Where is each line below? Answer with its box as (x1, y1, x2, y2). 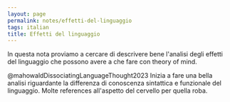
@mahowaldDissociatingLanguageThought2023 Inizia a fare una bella (7, 71, 213, 80)
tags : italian (7, 24, 50, 31)
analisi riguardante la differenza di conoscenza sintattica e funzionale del (7, 79, 222, 88)
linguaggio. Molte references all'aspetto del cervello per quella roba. (7, 86, 208, 95)
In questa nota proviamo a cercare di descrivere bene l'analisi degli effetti (7, 50, 223, 58)
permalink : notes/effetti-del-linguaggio (7, 17, 132, 24)
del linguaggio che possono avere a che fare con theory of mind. (7, 58, 197, 66)
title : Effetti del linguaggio (7, 30, 100, 38)
